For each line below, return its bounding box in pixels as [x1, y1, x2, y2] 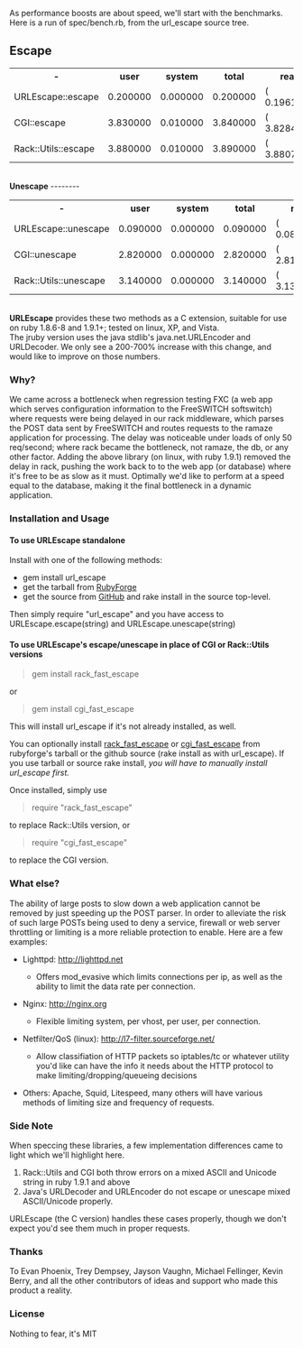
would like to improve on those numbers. [9, 351, 161, 362]
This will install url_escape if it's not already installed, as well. [9, 721, 237, 732]
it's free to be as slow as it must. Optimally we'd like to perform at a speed [9, 471, 285, 482]
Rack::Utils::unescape [14, 274, 106, 287]
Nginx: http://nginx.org [22, 998, 107, 1009]
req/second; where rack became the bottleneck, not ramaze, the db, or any [9, 442, 289, 453]
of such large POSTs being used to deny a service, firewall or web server [9, 917, 281, 928]
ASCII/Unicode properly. [22, 1196, 114, 1207]
